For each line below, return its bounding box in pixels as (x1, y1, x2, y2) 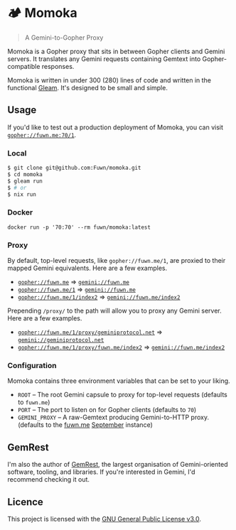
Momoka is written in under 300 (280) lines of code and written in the (7, 75, 212, 85)
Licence (7, 496, 44, 508)
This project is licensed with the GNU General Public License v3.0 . (7, 514, 201, 523)
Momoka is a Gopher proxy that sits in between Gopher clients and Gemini (7, 47, 225, 55)
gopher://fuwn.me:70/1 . (7, 130, 77, 139)
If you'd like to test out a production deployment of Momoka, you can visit (7, 123, 224, 131)
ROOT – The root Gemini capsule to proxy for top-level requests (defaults (17, 391, 227, 399)
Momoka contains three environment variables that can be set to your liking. (7, 377, 230, 385)
